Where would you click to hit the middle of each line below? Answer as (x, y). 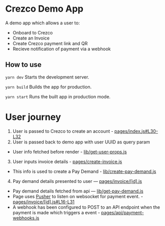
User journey (33, 117)
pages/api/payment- (123, 212)
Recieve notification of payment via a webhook (62, 49)
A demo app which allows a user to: (43, 23)
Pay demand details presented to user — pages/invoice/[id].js (77, 181)
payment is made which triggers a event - (56, 212)
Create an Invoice (31, 38)
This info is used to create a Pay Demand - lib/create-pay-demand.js (84, 171)
